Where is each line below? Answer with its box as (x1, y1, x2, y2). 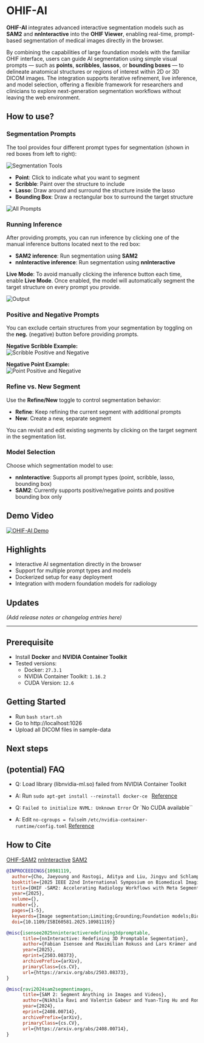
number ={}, (12, 902, 39, 908)
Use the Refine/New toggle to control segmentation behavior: (6, 396, 161, 404)
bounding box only (15, 493, 63, 500)
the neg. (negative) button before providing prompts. (6, 331, 139, 338)
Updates (6, 597, 39, 608)
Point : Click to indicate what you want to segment (15, 174, 140, 181)
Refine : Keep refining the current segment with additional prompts (15, 408, 182, 415)
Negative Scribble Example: (6, 342, 78, 350)
